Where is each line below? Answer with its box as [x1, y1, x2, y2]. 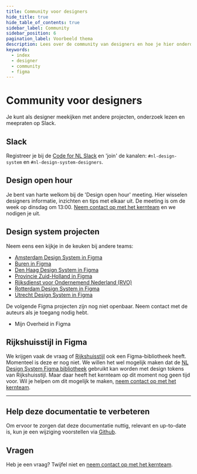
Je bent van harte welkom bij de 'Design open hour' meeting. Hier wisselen [6, 191, 188, 198]
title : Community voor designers [6, 8, 88, 15]
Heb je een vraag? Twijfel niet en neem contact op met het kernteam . [6, 461, 173, 468]
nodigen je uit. [6, 210, 41, 217]
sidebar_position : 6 [6, 31, 57, 36]
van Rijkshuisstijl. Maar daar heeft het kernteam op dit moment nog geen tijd [6, 371, 191, 379]
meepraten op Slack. [6, 120, 56, 127]
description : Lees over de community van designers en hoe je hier [6, 42, 175, 48]
